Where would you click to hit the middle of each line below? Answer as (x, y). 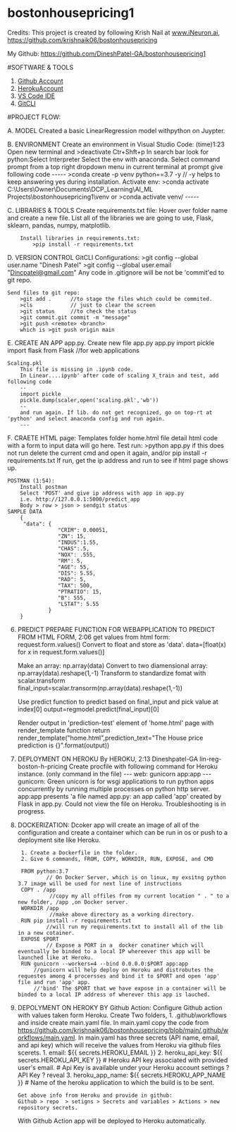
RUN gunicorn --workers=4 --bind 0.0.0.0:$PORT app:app (105, 964)
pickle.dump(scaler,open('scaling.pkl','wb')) (89, 400)
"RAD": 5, (72, 579)
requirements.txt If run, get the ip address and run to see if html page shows (118, 460)
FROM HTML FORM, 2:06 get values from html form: (94, 637)
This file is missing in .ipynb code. (77, 369)
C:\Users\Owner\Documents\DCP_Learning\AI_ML (80, 189)
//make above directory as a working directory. (122, 914)
